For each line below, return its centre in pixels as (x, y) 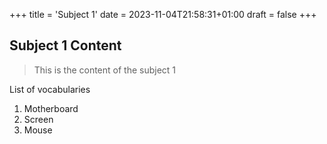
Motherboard (51, 108)
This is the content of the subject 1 (105, 70)
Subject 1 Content (65, 45)
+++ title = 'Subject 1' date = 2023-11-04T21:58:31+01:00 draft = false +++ (163, 14)
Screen (38, 119)
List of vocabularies (50, 89)
